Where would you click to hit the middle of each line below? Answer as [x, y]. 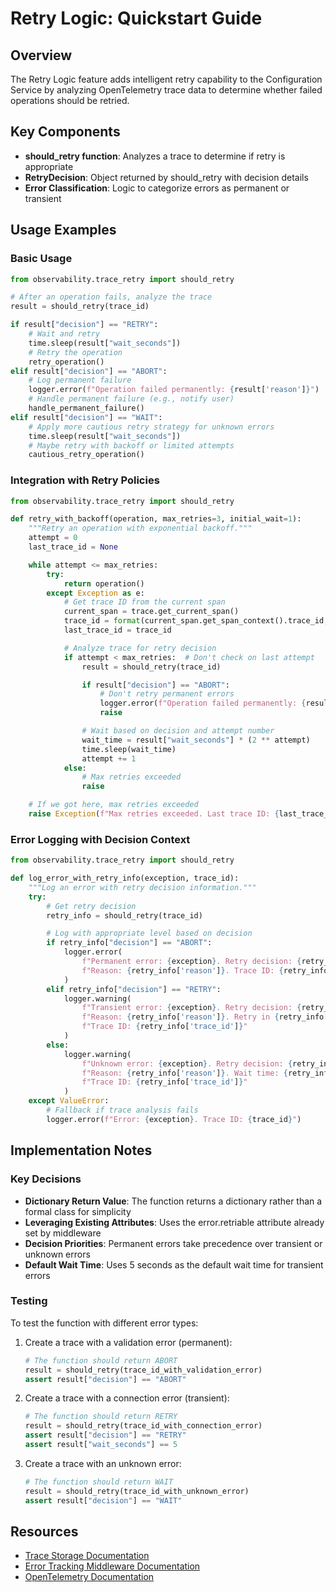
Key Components [65, 132]
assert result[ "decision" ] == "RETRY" [105, 1435]
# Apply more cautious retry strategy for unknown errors [151, 427]
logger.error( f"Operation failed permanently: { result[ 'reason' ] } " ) [174, 390]
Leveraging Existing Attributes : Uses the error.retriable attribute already [174, 1222]
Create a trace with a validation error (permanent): [128, 1342]
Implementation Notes [81, 1150]
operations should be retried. [70, 100]
